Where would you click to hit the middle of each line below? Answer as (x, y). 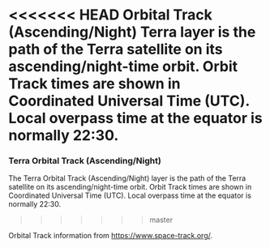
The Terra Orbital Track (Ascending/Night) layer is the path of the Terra (127, 178)
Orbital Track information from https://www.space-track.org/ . (111, 236)
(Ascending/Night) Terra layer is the (132, 32)
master (161, 220)
